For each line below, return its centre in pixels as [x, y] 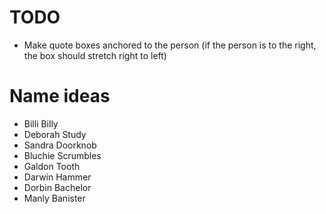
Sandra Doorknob [60, 145]
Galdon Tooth [52, 166]
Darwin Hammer [57, 177]
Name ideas [60, 96]
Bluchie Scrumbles [62, 155]
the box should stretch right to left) [95, 55]
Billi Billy [41, 123]
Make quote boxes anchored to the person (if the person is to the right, [170, 45]
